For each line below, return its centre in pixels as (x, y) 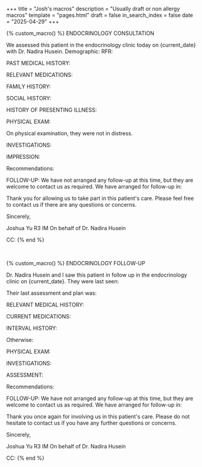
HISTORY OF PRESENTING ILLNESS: (52, 110)
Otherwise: (20, 340)
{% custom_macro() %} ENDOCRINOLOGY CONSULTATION (80, 33)
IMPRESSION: (23, 157)
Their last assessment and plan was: (52, 293)
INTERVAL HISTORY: (32, 328)
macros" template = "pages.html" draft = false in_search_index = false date (100, 15)
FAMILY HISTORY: (29, 86)
